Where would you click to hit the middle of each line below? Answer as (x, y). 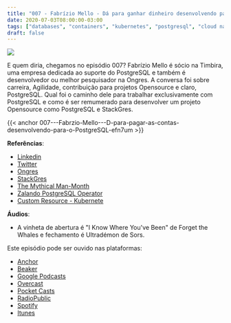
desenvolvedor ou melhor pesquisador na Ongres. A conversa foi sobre (108, 80)
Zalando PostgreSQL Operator (60, 193)
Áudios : (19, 214)
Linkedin (29, 157)
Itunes (26, 313)
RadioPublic (34, 298)
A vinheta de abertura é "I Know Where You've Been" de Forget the (112, 228)
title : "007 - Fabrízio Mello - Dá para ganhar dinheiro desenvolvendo (112, 13)
